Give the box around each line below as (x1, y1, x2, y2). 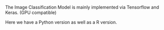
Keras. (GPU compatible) (5, 9, 57, 15)
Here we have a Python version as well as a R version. (5, 19, 117, 25)
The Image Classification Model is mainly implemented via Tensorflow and (5, 4, 159, 10)
